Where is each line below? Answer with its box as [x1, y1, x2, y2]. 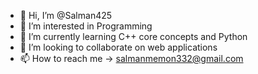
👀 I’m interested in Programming [19, 20, 153, 32]
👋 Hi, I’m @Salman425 [19, 10, 113, 21]
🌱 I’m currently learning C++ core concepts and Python [19, 31, 248, 42]
